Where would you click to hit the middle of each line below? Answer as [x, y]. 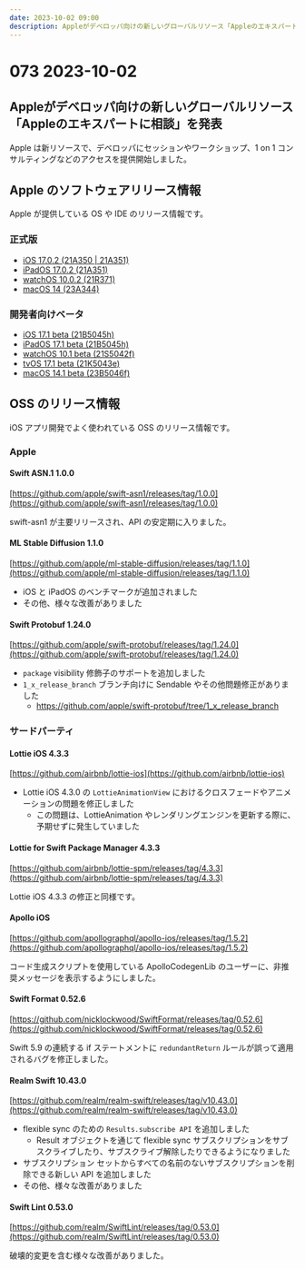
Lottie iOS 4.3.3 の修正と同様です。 [75, 897]
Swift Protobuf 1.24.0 [50, 624]
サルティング [33, 159]
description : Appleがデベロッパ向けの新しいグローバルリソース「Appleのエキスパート [154, 26]
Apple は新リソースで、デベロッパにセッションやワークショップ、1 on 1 [143, 147]
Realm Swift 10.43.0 [48, 1080]
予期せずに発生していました [88, 827]
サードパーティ [42, 731]
